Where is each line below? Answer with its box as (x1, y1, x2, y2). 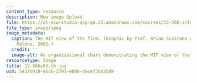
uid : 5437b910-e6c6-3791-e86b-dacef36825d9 (6, 68, 114, 74)
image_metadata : (6, 30, 46, 36)
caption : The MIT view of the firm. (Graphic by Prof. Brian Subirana (11, 36, 188, 41)
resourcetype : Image (6, 57, 57, 63)
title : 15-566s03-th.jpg (6, 63, 67, 69)
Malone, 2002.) (16, 41, 54, 47)
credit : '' (11, 47, 38, 53)
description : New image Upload (6, 14, 83, 20)
